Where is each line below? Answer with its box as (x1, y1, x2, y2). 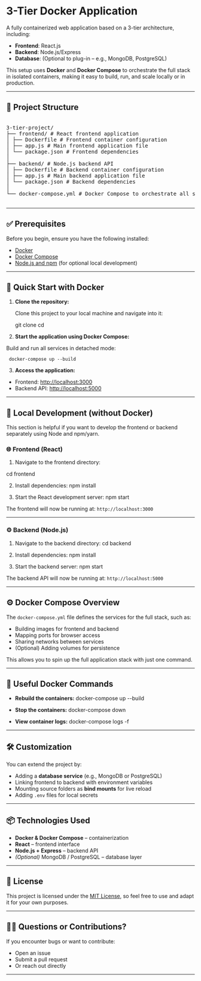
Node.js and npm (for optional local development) (14, 259, 138, 267)
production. (6, 79, 35, 86)
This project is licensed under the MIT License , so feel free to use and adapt (6, 892, 194, 899)
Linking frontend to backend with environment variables (14, 779, 153, 786)
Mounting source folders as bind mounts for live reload (14, 785, 151, 792)
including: (6, 30, 31, 37)
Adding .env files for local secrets (14, 791, 98, 799)
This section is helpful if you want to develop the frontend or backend (6, 424, 178, 431)
